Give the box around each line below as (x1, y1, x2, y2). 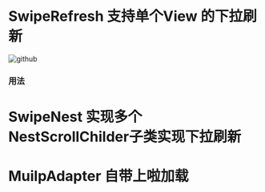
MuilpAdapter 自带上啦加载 (8, 167, 189, 186)
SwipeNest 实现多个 (8, 108, 143, 126)
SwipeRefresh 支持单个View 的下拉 (8, 7, 243, 25)
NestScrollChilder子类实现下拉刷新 (8, 128, 242, 146)
